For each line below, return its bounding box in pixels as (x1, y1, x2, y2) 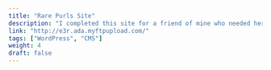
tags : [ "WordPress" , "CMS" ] (8, 34, 103, 43)
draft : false (8, 49, 52, 57)
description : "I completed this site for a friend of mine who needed (8, 19, 251, 27)
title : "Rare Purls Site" (8, 11, 95, 20)
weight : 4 (8, 42, 42, 50)
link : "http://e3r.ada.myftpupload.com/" (8, 27, 150, 35)
